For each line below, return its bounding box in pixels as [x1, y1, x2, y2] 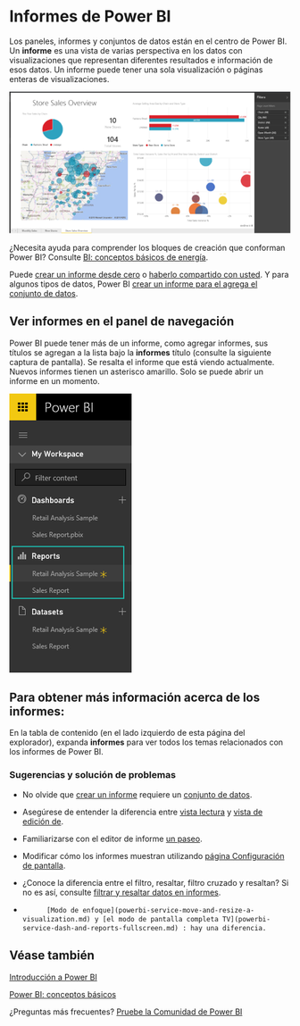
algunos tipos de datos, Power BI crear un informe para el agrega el [9, 279, 258, 289]
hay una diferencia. [190, 923, 267, 932]
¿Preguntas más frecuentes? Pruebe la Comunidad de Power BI [9, 1006, 243, 1017]
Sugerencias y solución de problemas [9, 769, 177, 781]
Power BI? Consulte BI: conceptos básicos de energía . [9, 252, 209, 263]
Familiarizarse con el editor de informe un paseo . [21, 833, 203, 844]
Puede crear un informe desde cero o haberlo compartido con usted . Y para [9, 269, 289, 279]
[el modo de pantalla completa [102, 914, 219, 923]
